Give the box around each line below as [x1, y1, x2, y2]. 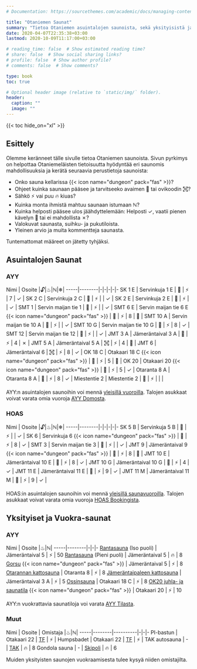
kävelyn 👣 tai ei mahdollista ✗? [14, 214, 89, 221]
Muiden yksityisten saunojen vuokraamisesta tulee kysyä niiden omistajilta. [6, 656, 188, 663]
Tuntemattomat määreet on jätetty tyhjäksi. [6, 238, 110, 245]
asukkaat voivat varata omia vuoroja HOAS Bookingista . [6, 496, 141, 503]
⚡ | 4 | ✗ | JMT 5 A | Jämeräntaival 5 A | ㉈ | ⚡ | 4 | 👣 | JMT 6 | [6, 339, 157, 347]
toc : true [6, 79, 30, 85]
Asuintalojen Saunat [6, 255, 82, 265]
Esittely [6, 139, 35, 149]
